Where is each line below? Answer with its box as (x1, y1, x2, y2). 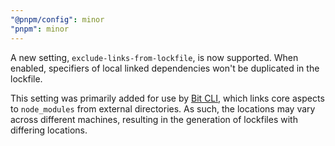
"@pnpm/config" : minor (10, 14, 105, 25)
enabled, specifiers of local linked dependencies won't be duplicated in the (10, 62, 320, 74)
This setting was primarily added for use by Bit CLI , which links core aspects (10, 92, 325, 104)
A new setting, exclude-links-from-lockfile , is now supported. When (10, 51, 299, 63)
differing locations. (10, 124, 88, 136)
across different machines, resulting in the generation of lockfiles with (10, 113, 298, 125)
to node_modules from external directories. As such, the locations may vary (10, 102, 316, 115)
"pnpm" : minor (10, 24, 70, 34)
